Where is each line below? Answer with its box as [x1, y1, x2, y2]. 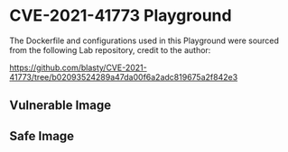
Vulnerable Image [9, 98, 111, 113]
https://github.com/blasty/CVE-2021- [9, 62, 147, 73]
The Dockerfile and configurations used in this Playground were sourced [9, 35, 280, 46]
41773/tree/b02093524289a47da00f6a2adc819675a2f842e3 [9, 71, 238, 82]
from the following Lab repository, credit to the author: [9, 44, 211, 55]
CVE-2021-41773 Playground [9, 5, 232, 26]
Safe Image [9, 128, 75, 144]
